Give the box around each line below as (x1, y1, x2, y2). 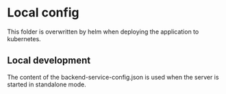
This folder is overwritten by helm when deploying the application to (7, 27, 199, 36)
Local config (7, 5, 79, 21)
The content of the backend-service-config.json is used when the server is (7, 73, 219, 81)
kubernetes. (7, 34, 41, 43)
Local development (7, 55, 91, 67)
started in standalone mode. (7, 80, 87, 89)
